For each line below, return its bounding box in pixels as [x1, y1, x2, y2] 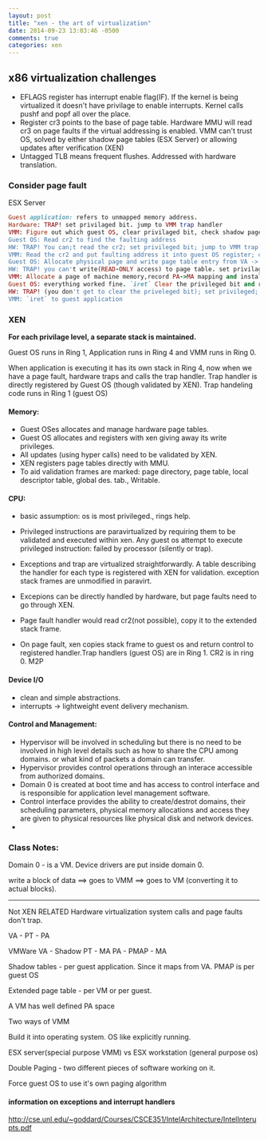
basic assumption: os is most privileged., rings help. [19, 512, 191, 521]
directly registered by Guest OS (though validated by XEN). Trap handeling [8, 380, 254, 390]
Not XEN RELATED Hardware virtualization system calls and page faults [8, 907, 243, 916]
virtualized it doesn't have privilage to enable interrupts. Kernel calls [19, 101, 244, 110]
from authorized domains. [19, 771, 105, 781]
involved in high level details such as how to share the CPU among [19, 746, 238, 755]
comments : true [8, 34, 59, 42]
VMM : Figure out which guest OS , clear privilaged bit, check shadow [8, 228, 245, 236]
